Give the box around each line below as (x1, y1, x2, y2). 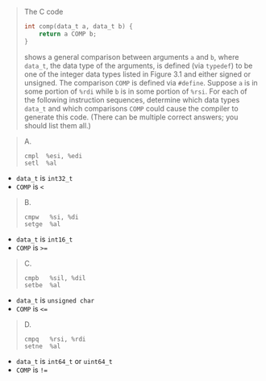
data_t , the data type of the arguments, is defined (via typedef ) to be (23, 61, 253, 70)
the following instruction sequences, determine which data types (23, 94, 240, 104)
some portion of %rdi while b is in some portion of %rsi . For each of (23, 86, 247, 96)
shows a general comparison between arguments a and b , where (23, 52, 239, 61)
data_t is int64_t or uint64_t (15, 356, 113, 366)
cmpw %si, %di (23, 213, 79, 221)
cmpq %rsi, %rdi (23, 335, 86, 343)
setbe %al (23, 281, 61, 289)
